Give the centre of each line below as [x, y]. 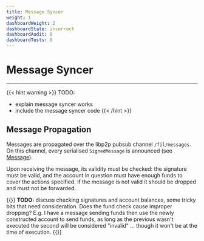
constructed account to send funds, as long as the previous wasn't [90, 219]
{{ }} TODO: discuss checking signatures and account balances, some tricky [101, 200]
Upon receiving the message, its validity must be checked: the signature [97, 169]
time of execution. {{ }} [34, 232]
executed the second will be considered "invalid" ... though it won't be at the [102, 225]
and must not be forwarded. [41, 188]
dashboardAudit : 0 [29, 35]
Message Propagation [49, 130]
